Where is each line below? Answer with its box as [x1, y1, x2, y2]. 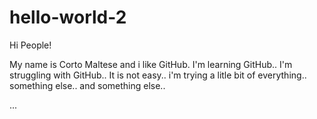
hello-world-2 [9, 6, 127, 29]
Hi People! [9, 39, 52, 51]
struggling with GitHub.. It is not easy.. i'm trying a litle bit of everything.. [9, 69, 307, 81]
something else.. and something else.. [9, 79, 166, 91]
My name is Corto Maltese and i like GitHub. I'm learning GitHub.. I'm [9, 58, 293, 70]
